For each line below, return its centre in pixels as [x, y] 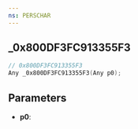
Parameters [37, 98]
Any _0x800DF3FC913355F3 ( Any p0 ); [65, 73]
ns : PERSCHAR [30, 15]
